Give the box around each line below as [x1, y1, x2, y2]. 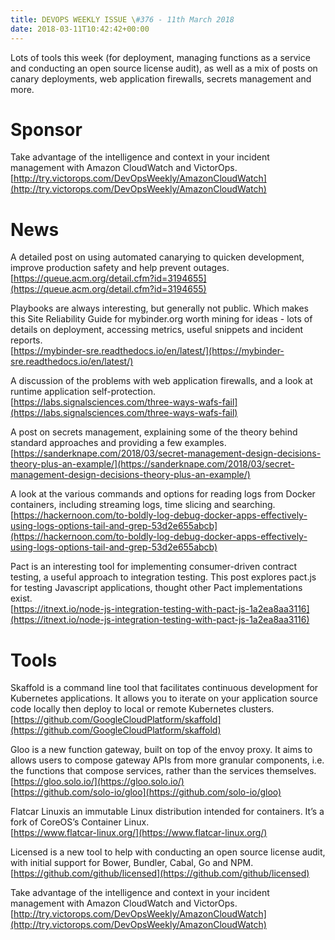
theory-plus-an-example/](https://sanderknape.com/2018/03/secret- [10, 458, 295, 470]
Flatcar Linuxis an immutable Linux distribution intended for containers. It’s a [10, 806, 325, 818]
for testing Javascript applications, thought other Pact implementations [10, 582, 303, 594]
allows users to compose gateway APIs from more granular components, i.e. [10, 754, 325, 766]
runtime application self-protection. [10, 386, 156, 398]
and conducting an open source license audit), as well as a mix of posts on [10, 62, 318, 74]
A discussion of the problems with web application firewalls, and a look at [10, 375, 313, 387]
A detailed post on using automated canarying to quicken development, [10, 251, 305, 263]
